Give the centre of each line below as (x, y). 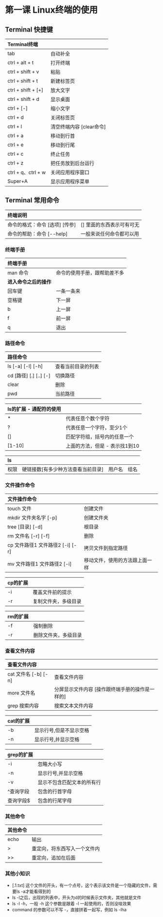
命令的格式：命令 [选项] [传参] (42, 224)
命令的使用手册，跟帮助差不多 (90, 273)
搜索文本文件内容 (74, 706)
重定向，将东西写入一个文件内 (66, 849)
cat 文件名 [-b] (25, 674)
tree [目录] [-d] (25, 527)
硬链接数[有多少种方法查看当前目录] (63, 469)
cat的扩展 (19, 721)
